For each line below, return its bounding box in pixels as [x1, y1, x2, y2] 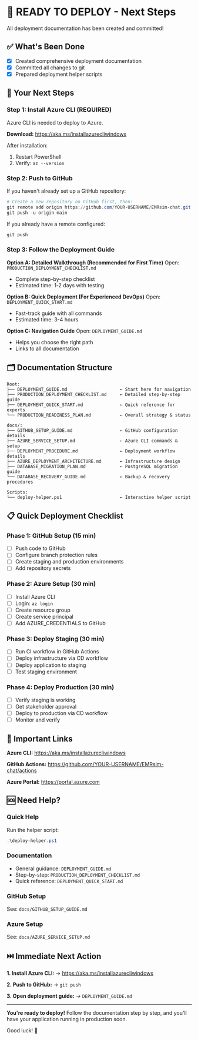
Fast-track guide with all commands [15, 310, 102, 317]
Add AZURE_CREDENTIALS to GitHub [15, 620, 106, 627]
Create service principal [15, 613, 74, 620]
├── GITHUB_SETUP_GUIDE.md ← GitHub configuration [6, 427, 178, 434]
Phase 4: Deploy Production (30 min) [6, 683, 115, 691]
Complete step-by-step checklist [15, 276, 95, 283]
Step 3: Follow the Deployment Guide [6, 246, 115, 254]
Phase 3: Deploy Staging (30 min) [6, 635, 105, 643]
